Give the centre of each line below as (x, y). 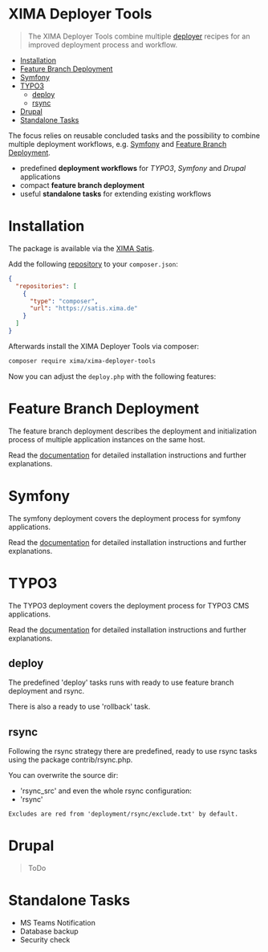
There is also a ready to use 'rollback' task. (79, 706)
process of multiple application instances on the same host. (107, 439)
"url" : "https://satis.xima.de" (83, 309)
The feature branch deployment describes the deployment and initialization (132, 431)
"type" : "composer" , (64, 301)
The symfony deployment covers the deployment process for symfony (125, 518)
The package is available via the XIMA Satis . (81, 248)
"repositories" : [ (47, 286)
